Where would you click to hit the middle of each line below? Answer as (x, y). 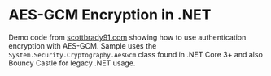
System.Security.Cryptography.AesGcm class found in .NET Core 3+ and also (135, 54)
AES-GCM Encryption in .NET (110, 15)
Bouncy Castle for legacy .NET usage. (72, 63)
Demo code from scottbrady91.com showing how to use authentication (127, 37)
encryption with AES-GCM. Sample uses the (83, 45)
